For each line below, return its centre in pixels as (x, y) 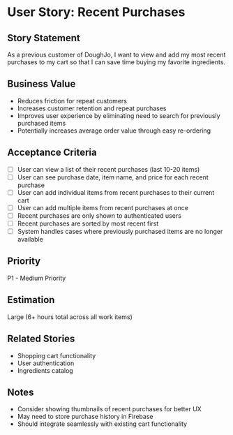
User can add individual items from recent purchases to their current (116, 192)
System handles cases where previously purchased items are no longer (120, 231)
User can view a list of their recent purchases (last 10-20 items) (108, 169)
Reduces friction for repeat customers (72, 101)
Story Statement (44, 38)
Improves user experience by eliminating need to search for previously (119, 115)
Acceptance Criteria (52, 153)
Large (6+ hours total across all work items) (70, 317)
